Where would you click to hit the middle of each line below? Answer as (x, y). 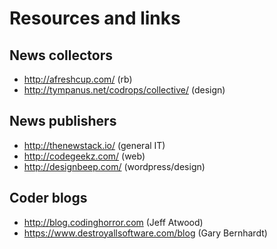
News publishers (63, 121)
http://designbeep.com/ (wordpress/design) (114, 166)
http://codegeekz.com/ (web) (84, 156)
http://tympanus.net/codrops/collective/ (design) (124, 90)
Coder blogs (48, 198)
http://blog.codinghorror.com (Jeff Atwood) (113, 222)
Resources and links (95, 18)
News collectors (61, 55)
